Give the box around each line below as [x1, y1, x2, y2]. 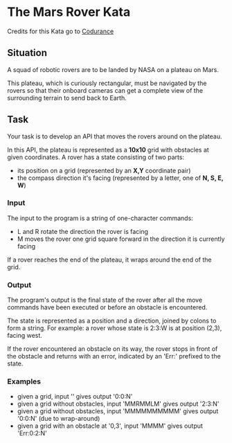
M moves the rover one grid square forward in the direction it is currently [17, 235, 225, 243]
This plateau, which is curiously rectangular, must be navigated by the [7, 79, 207, 87]
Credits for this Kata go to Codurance [7, 27, 114, 35]
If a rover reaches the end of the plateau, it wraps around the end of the [7, 255, 213, 264]
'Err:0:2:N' [17, 429, 47, 437]
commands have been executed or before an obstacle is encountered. [7, 303, 208, 311]
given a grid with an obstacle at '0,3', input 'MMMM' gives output [17, 422, 203, 430]
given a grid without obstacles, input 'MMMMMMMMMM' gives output [17, 407, 219, 415]
